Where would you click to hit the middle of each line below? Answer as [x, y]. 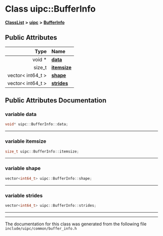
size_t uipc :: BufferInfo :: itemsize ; [42, 152]
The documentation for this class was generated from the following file [76, 224]
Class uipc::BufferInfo [50, 9]
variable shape [23, 169]
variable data [21, 114]
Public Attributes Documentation [56, 101]
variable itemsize [26, 141]
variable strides [24, 195]
